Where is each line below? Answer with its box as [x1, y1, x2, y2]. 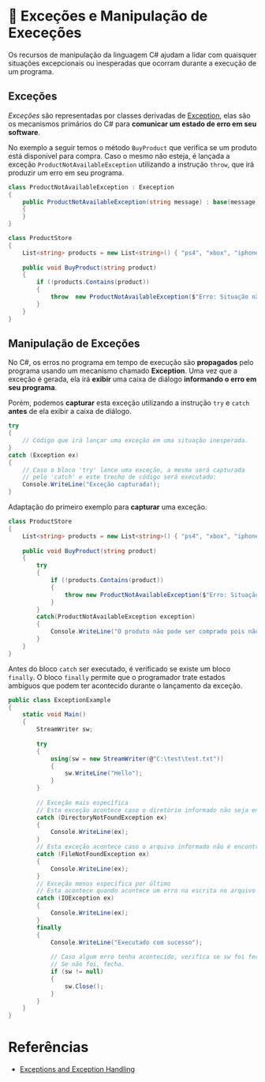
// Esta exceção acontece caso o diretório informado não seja [36, 806, 248, 814]
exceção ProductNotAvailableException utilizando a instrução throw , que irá [8, 160, 255, 169]
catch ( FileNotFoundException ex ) [36, 851, 150, 858]
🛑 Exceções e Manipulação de [8, 7, 208, 25]
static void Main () [22, 711, 87, 719]
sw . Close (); [64, 982, 104, 990]
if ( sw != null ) [50, 967, 104, 976]
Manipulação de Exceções [8, 336, 140, 350]
